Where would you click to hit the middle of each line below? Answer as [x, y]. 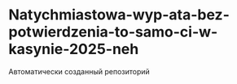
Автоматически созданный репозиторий [79, 71]
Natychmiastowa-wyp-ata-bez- [119, 15]
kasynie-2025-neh [74, 49]
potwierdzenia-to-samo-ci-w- [113, 32]
